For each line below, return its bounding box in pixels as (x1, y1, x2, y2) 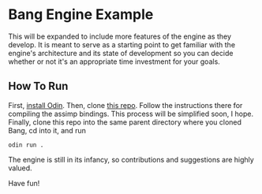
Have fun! (8, 178, 40, 188)
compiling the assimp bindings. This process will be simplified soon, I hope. (8, 109, 254, 118)
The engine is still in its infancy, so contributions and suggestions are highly (8, 155, 254, 164)
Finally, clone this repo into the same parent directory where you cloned (8, 117, 242, 127)
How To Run (8, 80, 69, 93)
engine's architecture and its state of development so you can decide (8, 48, 234, 58)
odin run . (8, 140, 44, 149)
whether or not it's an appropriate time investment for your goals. (8, 57, 221, 66)
